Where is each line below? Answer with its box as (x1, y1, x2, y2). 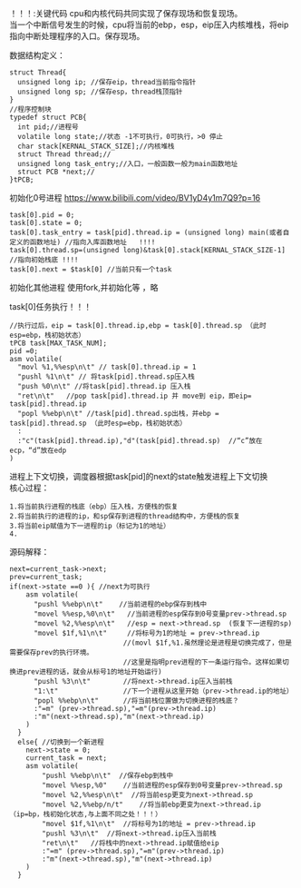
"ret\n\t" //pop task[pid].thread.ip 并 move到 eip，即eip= (17, 391, 252, 400)
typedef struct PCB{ (9, 113, 88, 122)
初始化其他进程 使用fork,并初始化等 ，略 (9, 282, 159, 292)
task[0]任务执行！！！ (9, 301, 92, 311)
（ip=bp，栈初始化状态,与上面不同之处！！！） (9, 810, 162, 819)
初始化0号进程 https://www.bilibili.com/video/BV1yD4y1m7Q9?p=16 (9, 192, 261, 202)
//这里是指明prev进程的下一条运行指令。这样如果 (122, 657, 283, 666)
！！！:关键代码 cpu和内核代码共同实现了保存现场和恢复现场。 (9, 8, 243, 18)
